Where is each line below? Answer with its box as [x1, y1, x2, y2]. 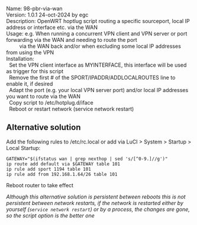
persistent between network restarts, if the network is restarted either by [6, 199, 183, 206]
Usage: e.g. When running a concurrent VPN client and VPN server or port [6, 30, 188, 37]
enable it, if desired [6, 80, 53, 87]
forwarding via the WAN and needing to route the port [6, 37, 137, 43]
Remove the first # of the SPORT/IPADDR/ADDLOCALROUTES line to [8, 74, 176, 81]
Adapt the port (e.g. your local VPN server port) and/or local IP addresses [8, 87, 189, 93]
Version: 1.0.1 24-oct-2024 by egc [6, 11, 89, 18]
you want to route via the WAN [6, 93, 81, 100]
